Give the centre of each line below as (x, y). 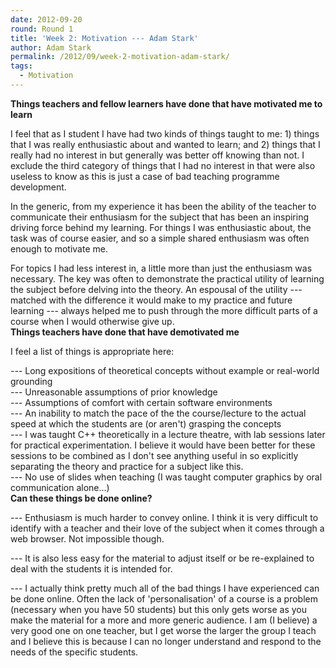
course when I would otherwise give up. (92, 321)
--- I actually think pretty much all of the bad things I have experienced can (165, 588)
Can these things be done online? (81, 498)
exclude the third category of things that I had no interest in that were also (163, 165)
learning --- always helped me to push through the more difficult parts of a (164, 310)
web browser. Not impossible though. (87, 538)
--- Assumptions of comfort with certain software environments (141, 402)
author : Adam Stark (51, 47)
